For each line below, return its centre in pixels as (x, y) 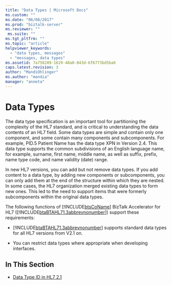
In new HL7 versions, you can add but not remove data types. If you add (82, 169)
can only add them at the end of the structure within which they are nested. (85, 180)
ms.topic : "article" (27, 44)
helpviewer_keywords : (28, 48)
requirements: (20, 217)
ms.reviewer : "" (23, 29)
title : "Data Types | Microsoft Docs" (47, 10)
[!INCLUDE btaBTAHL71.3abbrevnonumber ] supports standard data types (90, 227)
